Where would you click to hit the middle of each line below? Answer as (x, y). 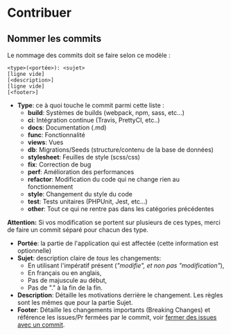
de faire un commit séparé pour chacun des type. (78, 230)
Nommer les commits (54, 39)
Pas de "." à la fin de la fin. (65, 288)
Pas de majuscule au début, (67, 280)
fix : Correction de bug (59, 164)
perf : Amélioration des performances (81, 172)
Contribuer (39, 13)
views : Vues (45, 142)
